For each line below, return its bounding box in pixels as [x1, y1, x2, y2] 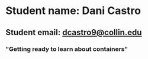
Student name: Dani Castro [5, 4, 141, 18]
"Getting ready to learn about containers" [5, 45, 128, 53]
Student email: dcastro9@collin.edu [5, 27, 142, 37]
